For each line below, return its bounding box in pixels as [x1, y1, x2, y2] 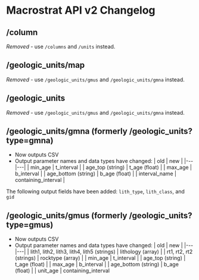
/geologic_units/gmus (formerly [6, 210, 128, 221]
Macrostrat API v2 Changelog [6, 4, 156, 17]
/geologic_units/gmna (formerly [6, 126, 128, 137]
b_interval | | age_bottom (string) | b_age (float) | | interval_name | [14, 170, 177, 177]
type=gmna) [6, 136, 54, 146]
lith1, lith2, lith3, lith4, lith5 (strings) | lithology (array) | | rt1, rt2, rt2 [30, 248, 193, 256]
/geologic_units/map [6, 60, 85, 70]
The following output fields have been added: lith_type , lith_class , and [6, 188, 185, 195]
